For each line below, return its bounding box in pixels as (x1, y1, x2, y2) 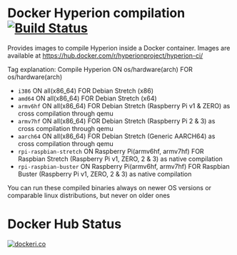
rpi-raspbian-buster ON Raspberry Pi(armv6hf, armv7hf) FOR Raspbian (17, 162, 230, 170)
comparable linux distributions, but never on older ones (7, 191, 170, 199)
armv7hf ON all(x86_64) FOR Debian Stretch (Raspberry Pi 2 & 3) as (17, 116, 216, 125)
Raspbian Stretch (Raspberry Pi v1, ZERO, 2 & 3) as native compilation (17, 155, 223, 163)
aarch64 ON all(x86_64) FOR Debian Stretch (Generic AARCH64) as (17, 132, 216, 140)
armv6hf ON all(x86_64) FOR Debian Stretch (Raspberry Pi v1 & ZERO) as (17, 101, 231, 110)
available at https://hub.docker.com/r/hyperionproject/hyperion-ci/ (7, 51, 203, 60)
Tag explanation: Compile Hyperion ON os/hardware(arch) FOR (7, 65, 193, 73)
